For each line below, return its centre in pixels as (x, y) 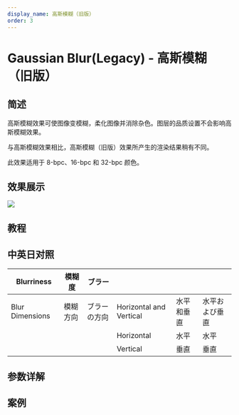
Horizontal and (141, 307)
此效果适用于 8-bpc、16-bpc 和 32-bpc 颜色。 (75, 162)
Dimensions (31, 316)
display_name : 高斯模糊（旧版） (51, 14)
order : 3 (20, 21)
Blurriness (34, 281)
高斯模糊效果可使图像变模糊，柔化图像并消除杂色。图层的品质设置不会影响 (116, 123)
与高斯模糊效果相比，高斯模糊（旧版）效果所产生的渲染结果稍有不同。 (110, 147)
